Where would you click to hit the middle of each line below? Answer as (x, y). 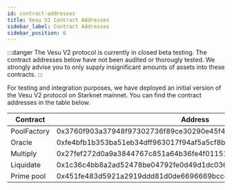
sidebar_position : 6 (37, 33)
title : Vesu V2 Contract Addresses (58, 20)
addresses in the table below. (49, 103)
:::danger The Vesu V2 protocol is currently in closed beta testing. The (107, 53)
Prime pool (28, 176)
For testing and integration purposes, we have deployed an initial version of (114, 88)
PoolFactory (30, 131)
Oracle (21, 142)
